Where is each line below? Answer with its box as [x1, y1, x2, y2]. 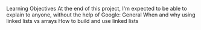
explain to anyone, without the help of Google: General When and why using [6, 11, 196, 18]
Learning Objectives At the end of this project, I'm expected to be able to [6, 5, 187, 12]
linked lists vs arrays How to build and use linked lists [6, 18, 139, 24]
